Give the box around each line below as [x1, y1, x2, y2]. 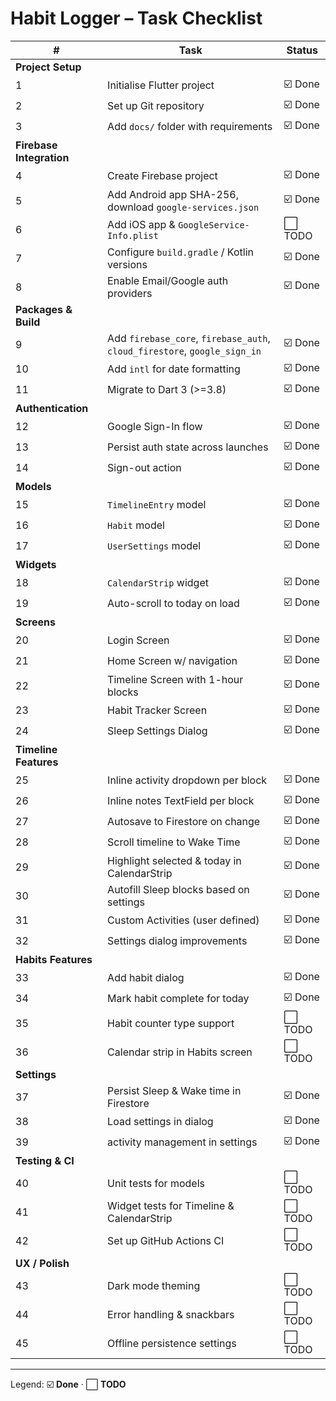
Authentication [15, 401, 89, 415]
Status [286, 43, 319, 57]
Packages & [15, 302, 73, 316]
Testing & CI [15, 1153, 75, 1167]
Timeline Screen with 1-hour [107, 672, 244, 686]
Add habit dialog [107, 971, 185, 985]
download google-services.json [107, 200, 260, 214]
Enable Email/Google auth [107, 273, 229, 287]
